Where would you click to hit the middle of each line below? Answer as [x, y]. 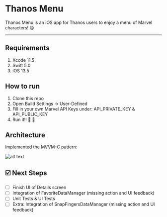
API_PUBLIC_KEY [30, 114]
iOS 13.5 [21, 71]
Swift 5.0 [21, 65]
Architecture [25, 135]
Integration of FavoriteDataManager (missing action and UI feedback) [83, 193]
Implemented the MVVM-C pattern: [41, 147]
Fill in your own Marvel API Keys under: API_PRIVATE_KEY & [74, 109]
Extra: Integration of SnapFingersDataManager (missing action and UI [83, 204]
